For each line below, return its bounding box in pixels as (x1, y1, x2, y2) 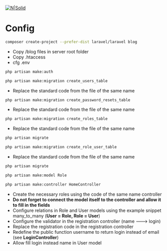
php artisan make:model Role (5, 173, 67, 178)
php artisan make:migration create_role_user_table (5, 145, 117, 150)
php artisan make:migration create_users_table (5, 78, 108, 83)
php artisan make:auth (5, 69, 53, 74)
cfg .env (12, 59, 30, 66)
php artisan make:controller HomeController (5, 182, 101, 187)
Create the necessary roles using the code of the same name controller (12, 191, 162, 197)
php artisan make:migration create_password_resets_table (5, 97, 130, 103)
